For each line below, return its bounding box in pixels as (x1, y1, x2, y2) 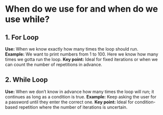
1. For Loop (5, 33, 39, 41)
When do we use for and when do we (5, 3, 158, 15)
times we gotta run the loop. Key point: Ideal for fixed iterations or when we (5, 57, 158, 62)
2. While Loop (5, 76, 48, 84)
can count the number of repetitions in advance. (5, 62, 102, 67)
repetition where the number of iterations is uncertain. (19, 104, 128, 110)
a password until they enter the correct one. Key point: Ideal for (5, 99, 134, 105)
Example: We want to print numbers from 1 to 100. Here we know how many (5, 51, 159, 57)
